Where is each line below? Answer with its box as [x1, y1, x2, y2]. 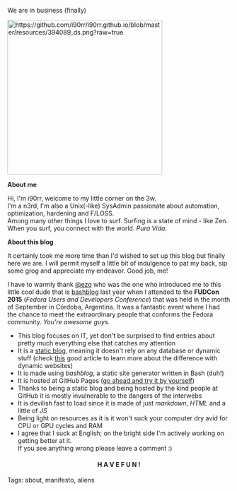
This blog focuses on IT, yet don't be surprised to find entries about [17, 331, 215, 340]
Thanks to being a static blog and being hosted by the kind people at [17, 384, 218, 392]
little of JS [17, 406, 47, 415]
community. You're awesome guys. [7, 318, 110, 326]
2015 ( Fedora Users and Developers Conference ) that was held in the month [7, 295, 231, 303]
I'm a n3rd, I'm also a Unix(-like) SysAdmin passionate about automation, [7, 201, 220, 210]
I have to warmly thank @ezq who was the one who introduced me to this [7, 280, 221, 288]
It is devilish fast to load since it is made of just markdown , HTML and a [17, 399, 226, 407]
